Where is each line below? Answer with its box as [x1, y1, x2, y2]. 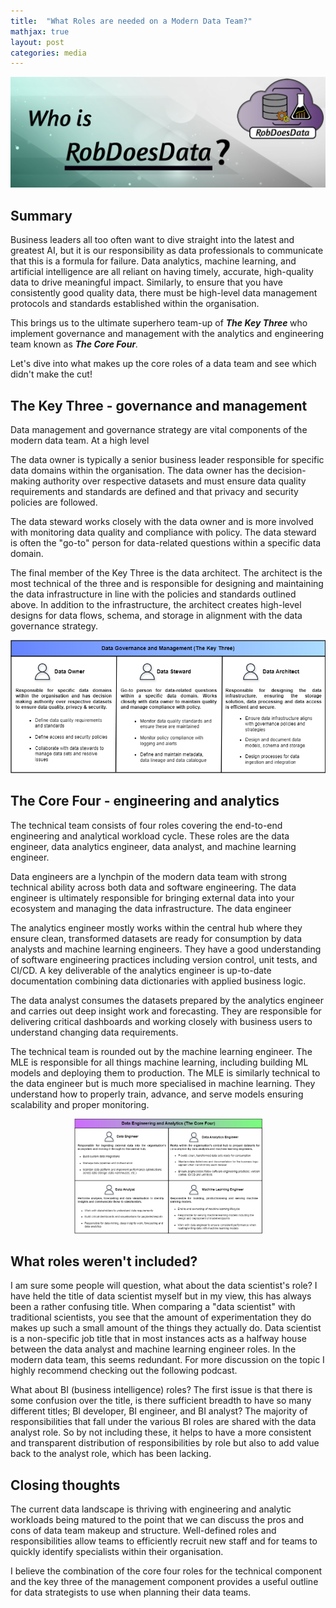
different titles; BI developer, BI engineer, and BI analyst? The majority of [10, 1405, 308, 1417]
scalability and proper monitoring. [10, 1098, 150, 1110]
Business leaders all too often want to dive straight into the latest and [10, 234, 295, 246]
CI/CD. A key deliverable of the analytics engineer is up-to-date [10, 964, 272, 976]
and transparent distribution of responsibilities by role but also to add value [10, 1437, 320, 1449]
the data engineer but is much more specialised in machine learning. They [10, 1077, 316, 1089]
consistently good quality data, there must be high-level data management [10, 287, 318, 299]
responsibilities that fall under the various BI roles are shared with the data [10, 1416, 317, 1428]
